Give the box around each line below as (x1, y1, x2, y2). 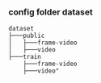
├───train (8, 53, 42, 61)
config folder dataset (8, 6, 93, 18)
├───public (8, 31, 45, 40)
